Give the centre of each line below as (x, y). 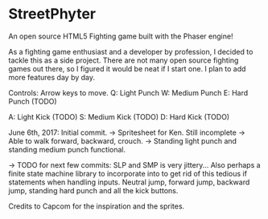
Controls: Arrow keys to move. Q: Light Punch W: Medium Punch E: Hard (128, 92)
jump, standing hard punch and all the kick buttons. (93, 190)
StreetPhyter (52, 14)
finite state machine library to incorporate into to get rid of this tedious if (128, 173)
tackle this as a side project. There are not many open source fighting (124, 60)
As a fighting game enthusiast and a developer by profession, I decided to (131, 51)
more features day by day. (52, 77)
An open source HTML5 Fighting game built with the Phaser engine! (121, 36)
